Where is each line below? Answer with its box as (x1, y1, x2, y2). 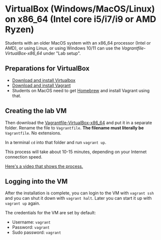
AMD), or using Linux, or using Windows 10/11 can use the (5, 45, 121, 51)
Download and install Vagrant (12, 82, 71, 88)
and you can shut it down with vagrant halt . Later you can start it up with (5, 195, 152, 201)
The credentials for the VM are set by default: (5, 210, 96, 216)
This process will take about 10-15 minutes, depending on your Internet (5, 149, 147, 155)
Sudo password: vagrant (12, 229, 62, 236)
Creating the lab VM (5, 107, 67, 115)
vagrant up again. (5, 200, 40, 207)
